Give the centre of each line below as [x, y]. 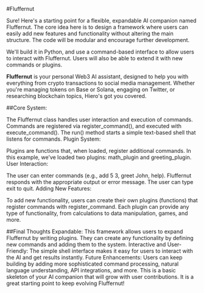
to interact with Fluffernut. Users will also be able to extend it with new [95, 58]
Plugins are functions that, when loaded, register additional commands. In [99, 151]
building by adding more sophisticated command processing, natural [93, 264]
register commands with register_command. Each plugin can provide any [98, 207]
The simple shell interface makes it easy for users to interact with [111, 251]
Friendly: [17, 251]
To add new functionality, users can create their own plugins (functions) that [102, 200]
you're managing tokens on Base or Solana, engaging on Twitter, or [91, 90]
